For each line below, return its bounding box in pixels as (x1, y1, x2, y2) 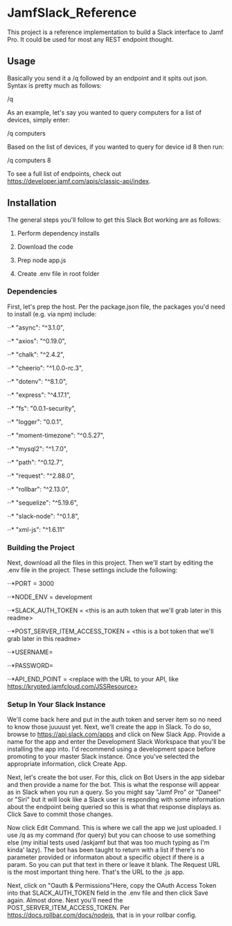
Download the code (17, 242, 74, 251)
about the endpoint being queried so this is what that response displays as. (7, 803, 222, 811)
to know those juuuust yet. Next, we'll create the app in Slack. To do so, (7, 723, 211, 731)
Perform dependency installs (17, 229, 100, 237)
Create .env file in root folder (17, 269, 100, 277)
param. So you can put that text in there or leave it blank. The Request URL (7, 861, 220, 869)
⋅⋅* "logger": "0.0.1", (7, 417, 64, 425)
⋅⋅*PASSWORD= (7, 662, 54, 670)
